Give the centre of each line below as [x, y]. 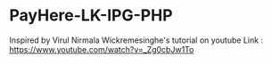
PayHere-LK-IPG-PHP [91, 16]
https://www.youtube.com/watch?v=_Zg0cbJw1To [102, 49]
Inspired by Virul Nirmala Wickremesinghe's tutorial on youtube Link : [136, 40]
